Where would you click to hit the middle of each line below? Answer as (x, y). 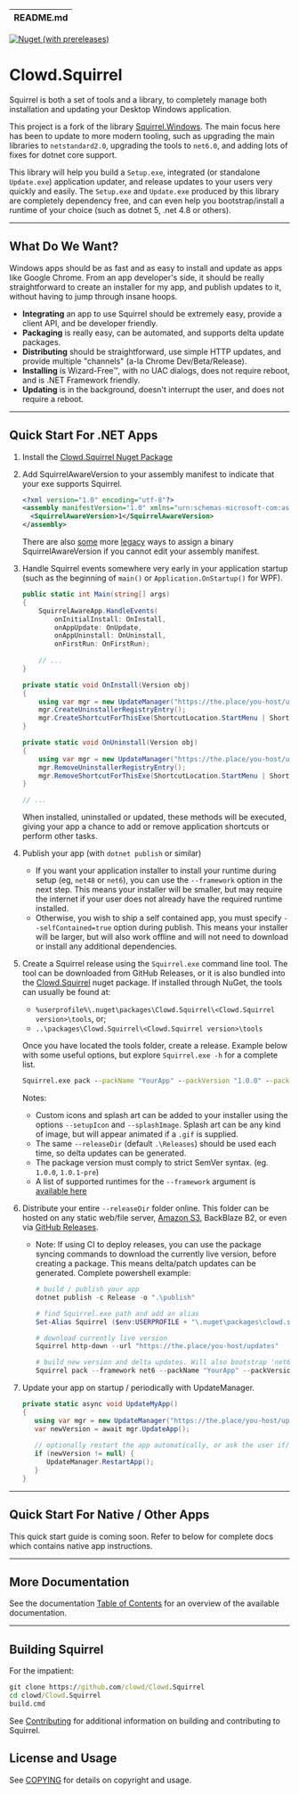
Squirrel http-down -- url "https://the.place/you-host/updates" (157, 1346)
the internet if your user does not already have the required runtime (159, 899)
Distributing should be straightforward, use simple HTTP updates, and (152, 351)
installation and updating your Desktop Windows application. (121, 109)
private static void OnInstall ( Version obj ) (106, 685)
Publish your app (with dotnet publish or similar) (112, 853)
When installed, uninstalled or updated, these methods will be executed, (154, 817)
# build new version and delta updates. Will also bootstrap (151, 1362)
